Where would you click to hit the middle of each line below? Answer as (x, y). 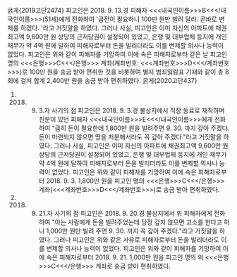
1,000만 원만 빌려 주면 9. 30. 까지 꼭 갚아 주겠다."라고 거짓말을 (132, 231)
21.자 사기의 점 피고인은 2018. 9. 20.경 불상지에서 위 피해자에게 (126, 213)
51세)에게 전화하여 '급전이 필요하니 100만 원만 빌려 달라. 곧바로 (131, 19)
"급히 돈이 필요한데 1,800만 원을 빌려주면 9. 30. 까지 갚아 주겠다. (141, 128)
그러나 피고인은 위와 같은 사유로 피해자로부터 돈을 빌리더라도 (137, 240)
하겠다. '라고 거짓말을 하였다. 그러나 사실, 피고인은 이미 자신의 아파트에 (117, 28)
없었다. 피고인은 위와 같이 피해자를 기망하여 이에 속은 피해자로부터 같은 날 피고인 (117, 54)
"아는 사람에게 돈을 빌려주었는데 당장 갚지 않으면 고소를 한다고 (137, 222)
